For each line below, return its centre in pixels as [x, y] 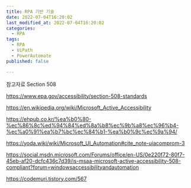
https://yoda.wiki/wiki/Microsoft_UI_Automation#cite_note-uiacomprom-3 [96, 143]
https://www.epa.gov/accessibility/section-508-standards [77, 96]
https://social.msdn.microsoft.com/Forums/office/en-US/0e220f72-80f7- [96, 154]
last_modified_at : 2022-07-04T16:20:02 [55, 23]
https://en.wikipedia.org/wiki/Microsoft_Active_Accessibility [79, 107]
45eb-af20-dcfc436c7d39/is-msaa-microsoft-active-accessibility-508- [94, 161]
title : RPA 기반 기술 [30, 12]
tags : [13, 39]
